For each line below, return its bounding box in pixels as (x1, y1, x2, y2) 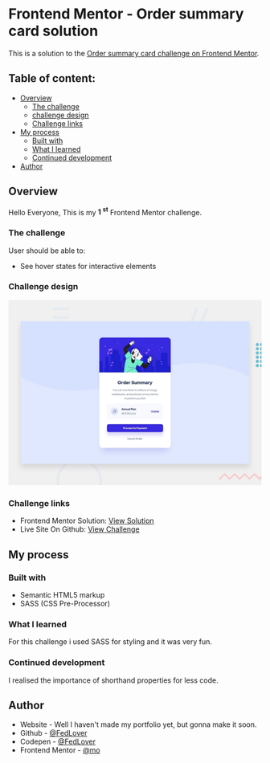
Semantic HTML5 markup (19, 590, 105, 599)
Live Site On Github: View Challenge (19, 524, 140, 534)
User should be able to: (8, 246, 86, 255)
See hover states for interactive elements (19, 261, 157, 271)
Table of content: (8, 71, 96, 85)
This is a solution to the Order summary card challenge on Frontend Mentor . (8, 48, 260, 58)
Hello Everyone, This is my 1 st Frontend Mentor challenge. (8, 206, 202, 217)
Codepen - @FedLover (19, 736, 96, 747)
